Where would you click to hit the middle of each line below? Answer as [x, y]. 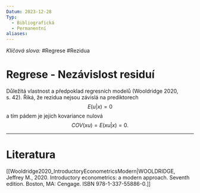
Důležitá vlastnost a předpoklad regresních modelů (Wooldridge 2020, [92, 91]
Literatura [31, 155]
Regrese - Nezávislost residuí [80, 75]
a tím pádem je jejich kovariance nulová [54, 116]
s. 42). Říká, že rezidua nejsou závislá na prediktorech [72, 97]
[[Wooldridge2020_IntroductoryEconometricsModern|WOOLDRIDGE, [91, 171]
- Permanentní [29, 28]
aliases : [17, 34]
